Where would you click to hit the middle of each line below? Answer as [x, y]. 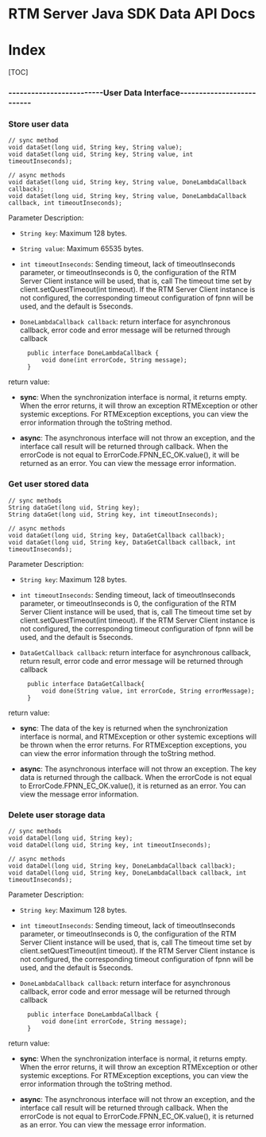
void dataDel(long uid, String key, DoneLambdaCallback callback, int [127, 873]
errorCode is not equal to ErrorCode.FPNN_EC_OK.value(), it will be [129, 455]
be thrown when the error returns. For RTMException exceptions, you [133, 745]
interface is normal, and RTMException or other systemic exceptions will [138, 736]
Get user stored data [49, 484]
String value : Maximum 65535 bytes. [82, 249]
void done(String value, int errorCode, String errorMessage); [148, 691]
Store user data [39, 124]
